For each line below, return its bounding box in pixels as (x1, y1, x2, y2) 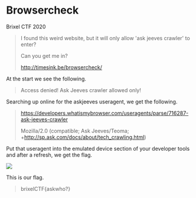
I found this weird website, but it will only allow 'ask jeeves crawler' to (20, 34, 190, 41)
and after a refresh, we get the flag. (6, 151, 93, 158)
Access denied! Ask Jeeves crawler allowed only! (20, 86, 142, 93)
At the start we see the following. (6, 75, 87, 82)
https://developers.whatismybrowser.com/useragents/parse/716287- (20, 109, 189, 116)
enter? (20, 41, 37, 48)
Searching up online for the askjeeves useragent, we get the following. (6, 98, 178, 105)
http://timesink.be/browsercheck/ (20, 63, 102, 71)
